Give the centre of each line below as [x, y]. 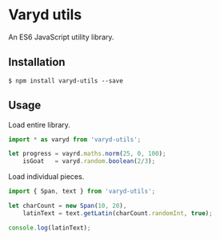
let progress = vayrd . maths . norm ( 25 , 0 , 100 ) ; [87, 154]
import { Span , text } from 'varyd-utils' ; [82, 191]
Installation [37, 62]
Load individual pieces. [46, 177]
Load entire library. [39, 124]
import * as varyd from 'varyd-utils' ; [75, 139]
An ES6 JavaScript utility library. [61, 37]
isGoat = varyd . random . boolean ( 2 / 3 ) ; [89, 161]
